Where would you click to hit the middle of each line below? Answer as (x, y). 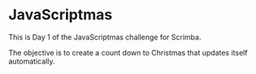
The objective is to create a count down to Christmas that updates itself (128, 52)
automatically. (32, 61)
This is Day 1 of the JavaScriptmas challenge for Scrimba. (105, 37)
